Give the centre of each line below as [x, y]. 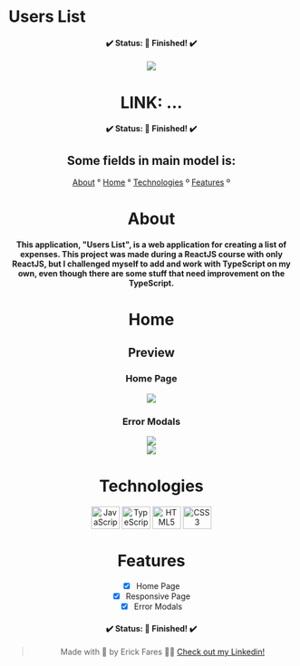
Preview [151, 353]
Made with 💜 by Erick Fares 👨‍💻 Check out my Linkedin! [163, 652]
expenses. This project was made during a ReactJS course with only [151, 254]
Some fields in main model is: [151, 160]
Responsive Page [158, 596]
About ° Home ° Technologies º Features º [151, 182]
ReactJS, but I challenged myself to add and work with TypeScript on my [151, 264]
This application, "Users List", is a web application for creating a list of [151, 244]
